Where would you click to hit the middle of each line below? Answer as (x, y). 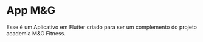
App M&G (31, 10)
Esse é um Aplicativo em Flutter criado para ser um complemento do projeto (102, 27)
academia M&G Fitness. (36, 33)
